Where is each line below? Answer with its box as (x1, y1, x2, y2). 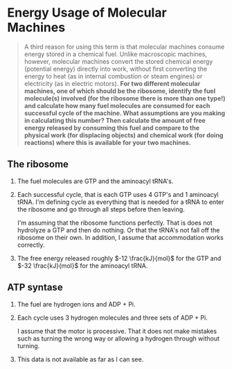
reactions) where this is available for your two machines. (24, 138, 192, 146)
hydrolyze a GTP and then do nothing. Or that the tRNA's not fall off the (17, 225, 220, 234)
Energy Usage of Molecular (7, 5, 168, 21)
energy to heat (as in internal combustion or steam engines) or (24, 71, 203, 80)
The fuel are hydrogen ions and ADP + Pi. (17, 300, 136, 308)
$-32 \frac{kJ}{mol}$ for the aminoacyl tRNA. (17, 261, 148, 270)
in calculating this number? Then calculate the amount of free (24, 116, 206, 124)
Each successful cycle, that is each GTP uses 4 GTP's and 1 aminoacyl (17, 190, 219, 198)
